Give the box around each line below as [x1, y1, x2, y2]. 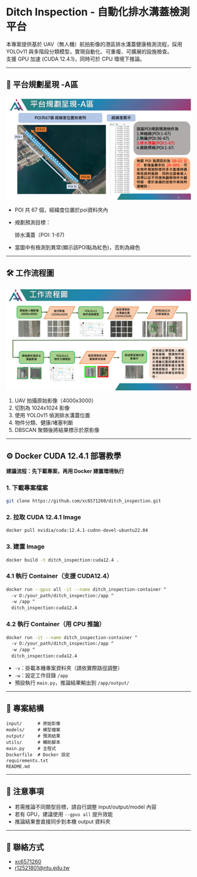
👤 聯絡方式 [6, 842, 44, 852]
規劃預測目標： [14, 219, 51, 226]
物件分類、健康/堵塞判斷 [14, 419, 73, 426]
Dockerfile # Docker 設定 [6, 752, 70, 758]
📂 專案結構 [6, 704, 44, 714]
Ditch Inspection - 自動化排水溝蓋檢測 [6, 5, 190, 19]
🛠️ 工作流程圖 [6, 268, 55, 278]
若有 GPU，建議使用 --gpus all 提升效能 [14, 811, 113, 818]
